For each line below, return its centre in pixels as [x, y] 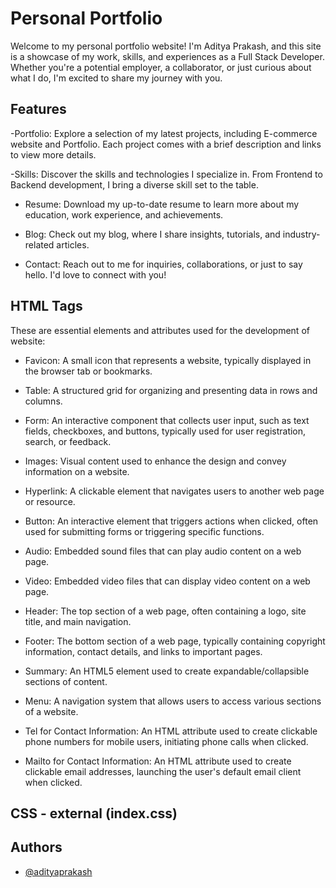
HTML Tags [46, 306]
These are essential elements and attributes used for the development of [160, 330]
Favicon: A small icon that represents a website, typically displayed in [168, 360]
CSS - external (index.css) [94, 813]
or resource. [50, 501]
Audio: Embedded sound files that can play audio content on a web [163, 551]
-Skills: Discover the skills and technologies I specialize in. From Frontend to [166, 174]
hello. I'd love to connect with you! [95, 274]
